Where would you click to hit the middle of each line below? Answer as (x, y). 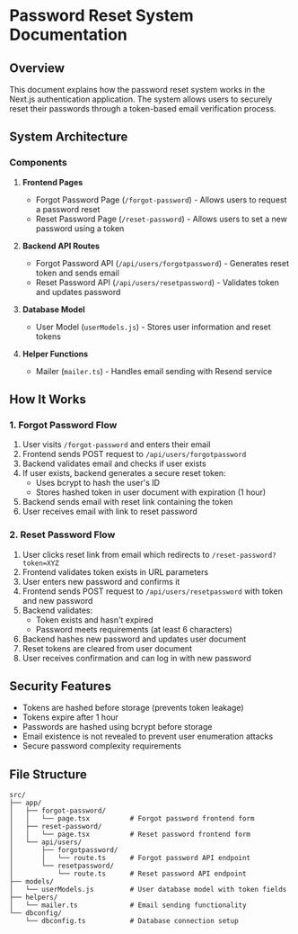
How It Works (48, 400)
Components (38, 163)
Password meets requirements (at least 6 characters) (134, 629)
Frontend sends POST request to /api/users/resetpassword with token (152, 591)
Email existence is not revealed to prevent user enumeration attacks (148, 736)
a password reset (68, 209)
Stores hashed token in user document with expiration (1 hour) (151, 492)
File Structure (48, 774)
